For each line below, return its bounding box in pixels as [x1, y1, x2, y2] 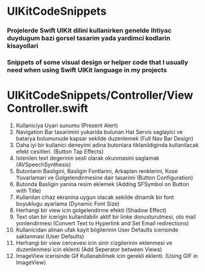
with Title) [15, 187, 42, 194]
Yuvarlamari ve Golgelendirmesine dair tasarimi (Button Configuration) [15, 174, 193, 181]
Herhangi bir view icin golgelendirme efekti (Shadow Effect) [15, 206, 167, 214]
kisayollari [7, 42, 39, 50]
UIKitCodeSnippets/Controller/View [7, 88, 193, 103]
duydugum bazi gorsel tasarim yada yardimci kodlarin [7, 34, 171, 42]
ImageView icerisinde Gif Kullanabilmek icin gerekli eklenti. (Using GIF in [15, 252, 198, 259]
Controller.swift [7, 101, 88, 115]
